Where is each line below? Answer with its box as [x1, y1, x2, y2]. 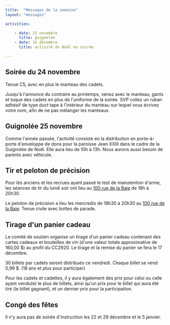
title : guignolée [18, 35, 56, 41]
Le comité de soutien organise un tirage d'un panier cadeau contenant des [5, 234, 161, 240]
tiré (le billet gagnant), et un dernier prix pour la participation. [5, 286, 133, 292]
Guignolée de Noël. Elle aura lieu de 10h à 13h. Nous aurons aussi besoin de [5, 146, 163, 152]
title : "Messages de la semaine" [5, 7, 78, 13]
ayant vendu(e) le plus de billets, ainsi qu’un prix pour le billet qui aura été [5, 280, 159, 286]
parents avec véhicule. [5, 152, 53, 158]
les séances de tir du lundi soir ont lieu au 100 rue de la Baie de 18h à [5, 185, 149, 191]
